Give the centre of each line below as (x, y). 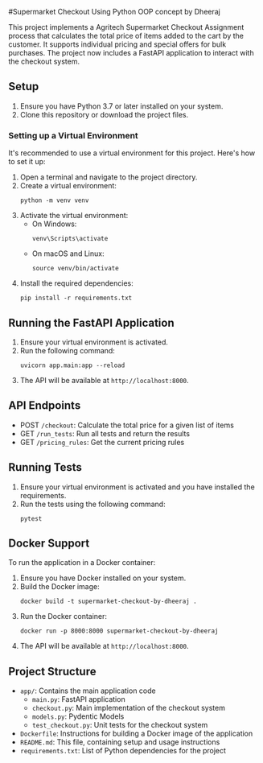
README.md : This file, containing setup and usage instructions (120, 742)
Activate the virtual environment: (74, 216)
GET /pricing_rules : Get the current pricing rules (102, 442)
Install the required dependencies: (77, 283)
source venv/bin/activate (75, 269)
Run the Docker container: (63, 617)
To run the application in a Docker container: (82, 563)
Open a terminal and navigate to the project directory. (109, 177)
